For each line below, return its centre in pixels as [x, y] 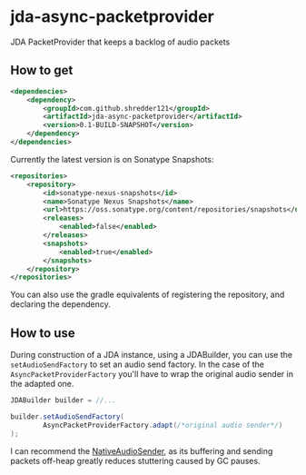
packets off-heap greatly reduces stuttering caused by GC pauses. [136, 460]
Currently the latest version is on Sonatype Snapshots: [112, 159]
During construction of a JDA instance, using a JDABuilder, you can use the [152, 355]
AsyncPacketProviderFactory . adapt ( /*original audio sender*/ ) [163, 425]
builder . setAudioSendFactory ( [68, 416]
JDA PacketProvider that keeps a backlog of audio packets [120, 42]
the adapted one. [42, 384]
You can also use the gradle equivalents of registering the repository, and [148, 295]
